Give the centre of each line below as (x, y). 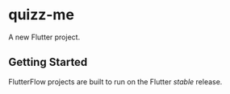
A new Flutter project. (44, 37)
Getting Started (48, 62)
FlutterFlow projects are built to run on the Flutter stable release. (115, 81)
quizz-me (42, 15)
